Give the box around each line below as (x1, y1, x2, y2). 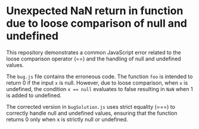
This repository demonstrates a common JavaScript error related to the (6, 49, 181, 56)
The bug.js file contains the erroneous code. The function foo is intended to (6, 73, 193, 80)
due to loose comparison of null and (6, 17, 188, 30)
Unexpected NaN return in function (6, 4, 184, 18)
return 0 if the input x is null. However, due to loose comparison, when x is (6, 79, 188, 86)
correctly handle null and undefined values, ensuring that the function (6, 109, 178, 117)
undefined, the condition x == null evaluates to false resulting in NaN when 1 (6, 85, 193, 92)
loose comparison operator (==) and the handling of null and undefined (6, 55, 182, 62)
